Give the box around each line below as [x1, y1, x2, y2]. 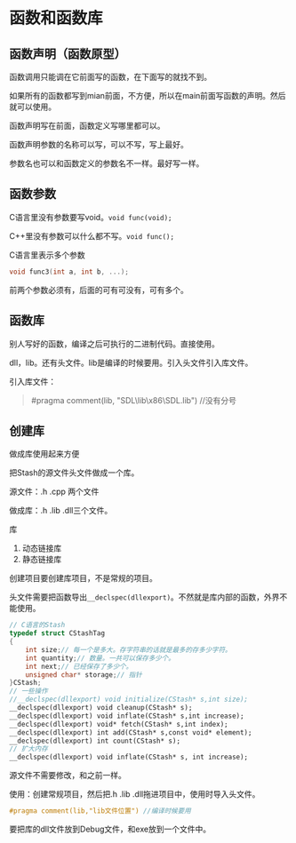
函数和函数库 [9, 8, 104, 28]
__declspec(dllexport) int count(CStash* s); [9, 736, 180, 745]
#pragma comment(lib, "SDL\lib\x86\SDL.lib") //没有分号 [30, 394, 237, 405]
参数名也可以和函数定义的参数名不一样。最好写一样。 [9, 158, 204, 169]
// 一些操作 [9, 687, 49, 696]
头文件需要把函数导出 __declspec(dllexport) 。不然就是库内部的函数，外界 [9, 592, 280, 602]
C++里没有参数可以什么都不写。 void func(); [9, 230, 175, 241]
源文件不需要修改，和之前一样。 [9, 770, 126, 781]
